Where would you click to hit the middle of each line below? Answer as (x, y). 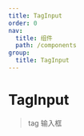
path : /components (46, 46)
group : (19, 53)
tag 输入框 (45, 123)
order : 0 (23, 23)
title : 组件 (34, 38)
